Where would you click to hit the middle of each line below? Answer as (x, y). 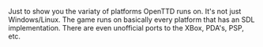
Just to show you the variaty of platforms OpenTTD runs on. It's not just (125, 11)
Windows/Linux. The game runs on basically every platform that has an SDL (131, 20)
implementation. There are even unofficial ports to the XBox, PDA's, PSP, (126, 28)
